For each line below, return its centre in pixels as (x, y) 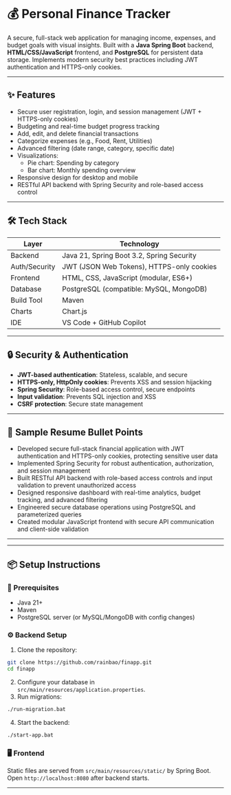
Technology (139, 243)
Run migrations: (39, 697)
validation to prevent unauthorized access (76, 486)
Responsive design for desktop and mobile (78, 177)
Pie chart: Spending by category (73, 162)
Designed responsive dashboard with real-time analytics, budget (109, 492)
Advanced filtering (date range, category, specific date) (96, 148)
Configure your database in (56, 682)
